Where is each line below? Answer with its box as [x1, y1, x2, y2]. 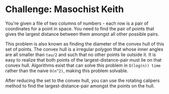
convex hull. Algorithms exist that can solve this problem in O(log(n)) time [5, 62, 161, 68]
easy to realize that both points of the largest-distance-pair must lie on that [5, 57, 162, 63]
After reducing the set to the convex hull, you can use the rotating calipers [5, 77, 160, 83]
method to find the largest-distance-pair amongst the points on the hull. [5, 82, 155, 89]
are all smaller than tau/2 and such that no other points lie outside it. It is [5, 52, 156, 58]
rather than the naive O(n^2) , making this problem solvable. [5, 67, 129, 74]
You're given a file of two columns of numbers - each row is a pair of [5, 20, 149, 26]
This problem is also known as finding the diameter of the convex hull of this [5, 40, 164, 46]
